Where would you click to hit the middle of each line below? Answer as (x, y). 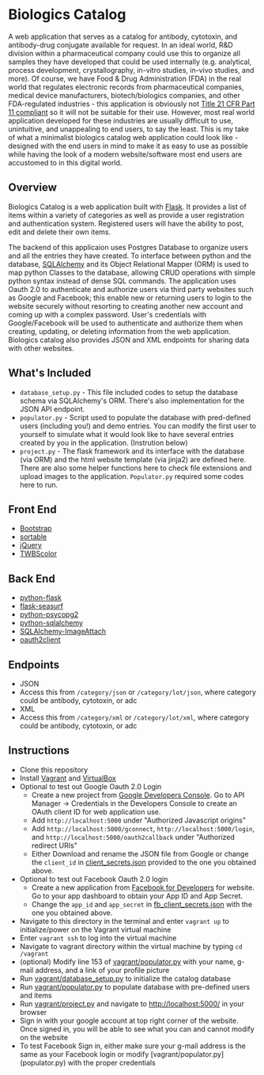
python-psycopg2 (49, 614)
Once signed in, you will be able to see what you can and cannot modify (137, 1029)
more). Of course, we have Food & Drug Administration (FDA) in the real (125, 78)
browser (33, 1012)
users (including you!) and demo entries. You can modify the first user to (138, 426)
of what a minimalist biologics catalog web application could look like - (123, 137)
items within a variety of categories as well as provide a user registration (126, 215)
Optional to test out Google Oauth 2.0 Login (91, 786)
